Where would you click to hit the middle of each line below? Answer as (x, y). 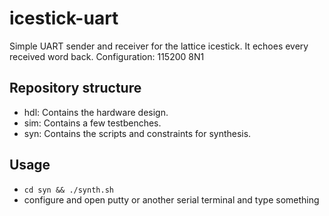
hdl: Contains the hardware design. (96, 112)
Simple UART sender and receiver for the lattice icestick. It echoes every (159, 46)
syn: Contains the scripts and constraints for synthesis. (137, 133)
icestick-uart (64, 18)
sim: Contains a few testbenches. (92, 123)
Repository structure (75, 88)
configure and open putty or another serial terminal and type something (171, 199)
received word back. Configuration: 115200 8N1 (107, 56)
